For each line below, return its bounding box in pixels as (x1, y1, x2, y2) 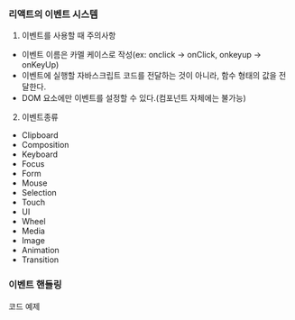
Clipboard (21, 130, 59, 141)
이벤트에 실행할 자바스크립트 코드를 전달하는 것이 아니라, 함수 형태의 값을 (21, 70, 277, 81)
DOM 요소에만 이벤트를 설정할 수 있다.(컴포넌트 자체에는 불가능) (21, 93, 247, 104)
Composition (21, 140, 69, 151)
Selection (21, 187, 58, 198)
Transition (21, 254, 60, 265)
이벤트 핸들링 (8, 279, 62, 291)
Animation (21, 245, 60, 256)
